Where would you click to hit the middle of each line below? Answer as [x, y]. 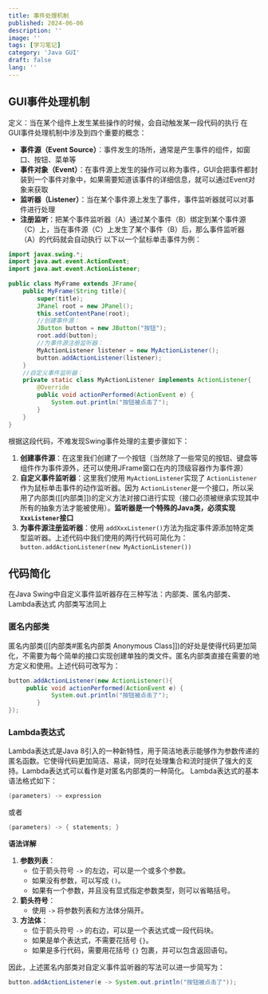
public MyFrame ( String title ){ [75, 291]
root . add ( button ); [67, 336]
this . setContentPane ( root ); [83, 313]
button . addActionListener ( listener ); [99, 358]
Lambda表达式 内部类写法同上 [57, 604]
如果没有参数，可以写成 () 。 [78, 881]
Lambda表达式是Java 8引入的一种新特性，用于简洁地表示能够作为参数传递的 [134, 751]
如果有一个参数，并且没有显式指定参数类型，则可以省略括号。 [133, 890]
